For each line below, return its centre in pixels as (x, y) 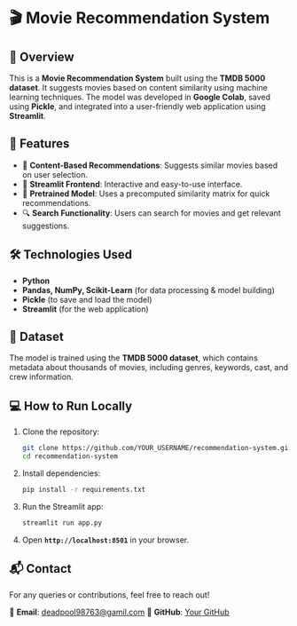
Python (36, 281)
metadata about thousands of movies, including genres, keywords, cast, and (149, 368)
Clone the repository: (61, 432)
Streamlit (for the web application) (85, 309)
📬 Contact (40, 569)
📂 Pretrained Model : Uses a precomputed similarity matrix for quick (146, 194)
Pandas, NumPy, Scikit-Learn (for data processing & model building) (148, 289)
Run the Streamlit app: (63, 506)
